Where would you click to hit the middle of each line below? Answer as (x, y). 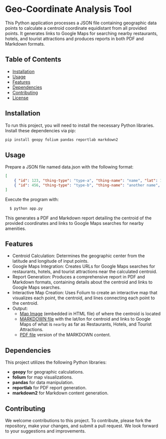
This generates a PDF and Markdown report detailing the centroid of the (78, 218)
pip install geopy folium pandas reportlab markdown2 (62, 140)
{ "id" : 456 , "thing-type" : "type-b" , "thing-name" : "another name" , (87, 185)
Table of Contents (33, 60)
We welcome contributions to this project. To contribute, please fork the (78, 421)
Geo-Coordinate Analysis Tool (68, 9)
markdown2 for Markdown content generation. (60, 393)
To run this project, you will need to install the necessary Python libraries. (80, 125)
